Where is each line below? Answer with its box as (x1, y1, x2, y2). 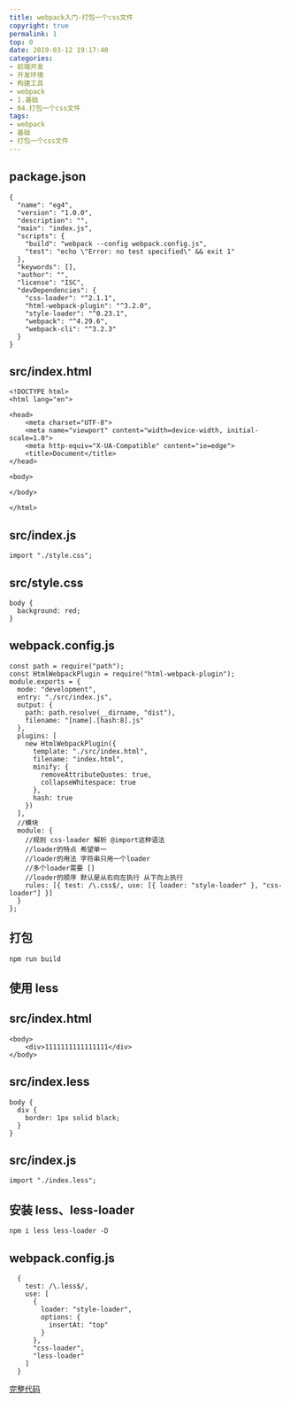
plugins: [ (17, 732, 57, 740)
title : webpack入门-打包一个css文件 (9, 12, 134, 22)
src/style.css (9, 575, 84, 590)
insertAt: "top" (48, 1321, 109, 1329)
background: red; (17, 607, 81, 616)
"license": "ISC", (17, 278, 86, 287)
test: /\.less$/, (25, 1282, 89, 1291)
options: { (41, 1313, 81, 1322)
